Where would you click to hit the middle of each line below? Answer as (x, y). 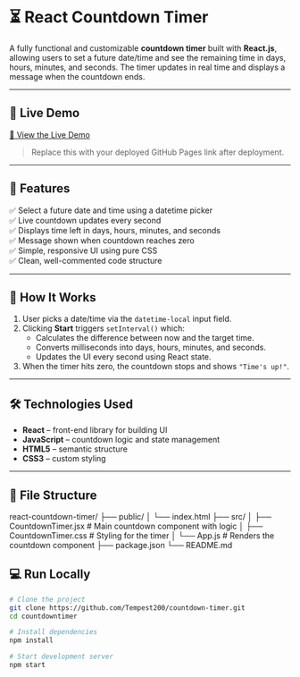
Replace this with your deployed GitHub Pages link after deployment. (158, 152)
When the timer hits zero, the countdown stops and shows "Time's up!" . (156, 367)
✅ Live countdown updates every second (85, 220)
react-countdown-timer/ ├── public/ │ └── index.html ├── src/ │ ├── (141, 516)
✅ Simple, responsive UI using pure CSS (83, 250)
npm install (31, 640)
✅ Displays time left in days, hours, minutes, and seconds (115, 230)
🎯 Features (40, 189)
